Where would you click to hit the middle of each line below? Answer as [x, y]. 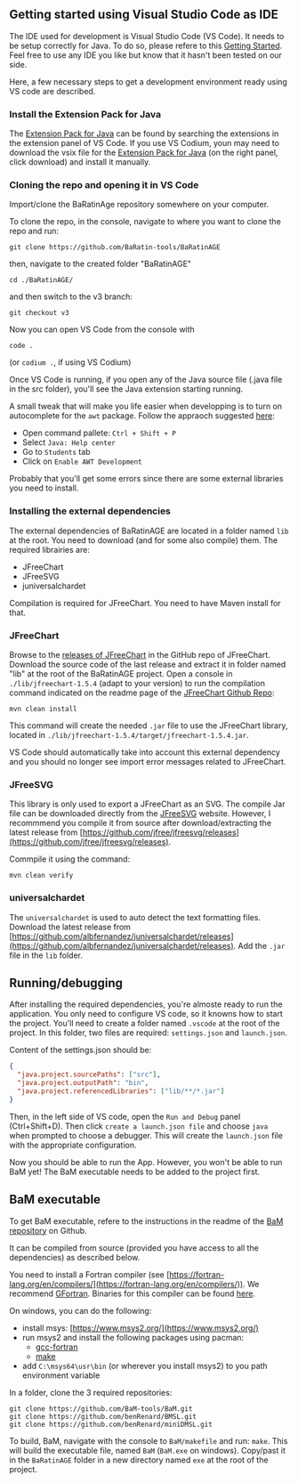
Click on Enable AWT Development [82, 461]
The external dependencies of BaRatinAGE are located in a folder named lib [149, 531]
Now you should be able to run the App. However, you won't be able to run [146, 1162]
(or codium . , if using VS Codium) [70, 362]
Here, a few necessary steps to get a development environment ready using [148, 81]
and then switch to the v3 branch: [71, 296]
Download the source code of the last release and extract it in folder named [148, 664]
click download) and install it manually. [80, 162]
